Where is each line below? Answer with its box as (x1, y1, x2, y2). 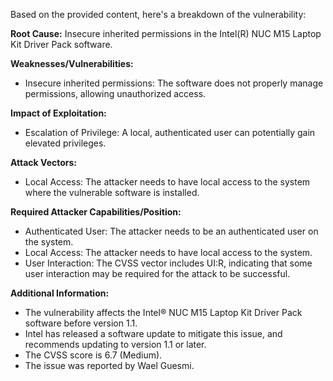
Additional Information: (10, 287, 110, 299)
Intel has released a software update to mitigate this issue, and (24, 328, 283, 339)
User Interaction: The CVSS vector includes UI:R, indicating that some (24, 257, 313, 269)
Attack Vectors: (10, 157, 78, 168)
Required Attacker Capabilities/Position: (10, 206, 182, 218)
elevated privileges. (24, 137, 107, 149)
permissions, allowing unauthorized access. (24, 88, 207, 99)
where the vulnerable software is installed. (24, 187, 200, 198)
